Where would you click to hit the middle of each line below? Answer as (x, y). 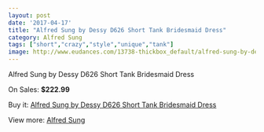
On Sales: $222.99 (39, 90)
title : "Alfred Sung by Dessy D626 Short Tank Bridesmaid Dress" (117, 30)
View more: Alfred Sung (47, 120)
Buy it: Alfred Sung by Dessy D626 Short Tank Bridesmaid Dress (112, 104)
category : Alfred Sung (45, 37)
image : (19, 52)
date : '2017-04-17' (40, 23)
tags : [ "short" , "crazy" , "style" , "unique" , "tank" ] (91, 45)
